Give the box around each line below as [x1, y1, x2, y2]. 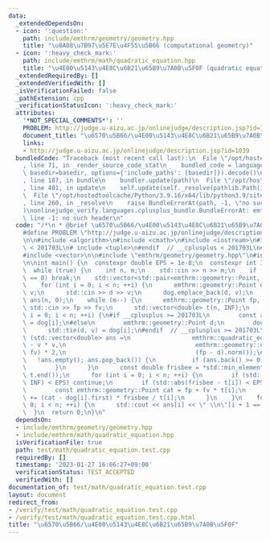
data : [8, 11, 27, 20]
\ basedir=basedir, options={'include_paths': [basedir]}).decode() [22, 169, 257, 177]
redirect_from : [8, 498, 59, 506]
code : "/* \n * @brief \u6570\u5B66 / [15, 221, 138, 229]
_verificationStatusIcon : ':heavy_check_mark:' [15, 101, 178, 109]
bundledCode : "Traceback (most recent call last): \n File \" [15, 154, 228, 162]
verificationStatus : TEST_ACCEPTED [15, 469, 135, 477]
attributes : [15, 109, 56, 118]
